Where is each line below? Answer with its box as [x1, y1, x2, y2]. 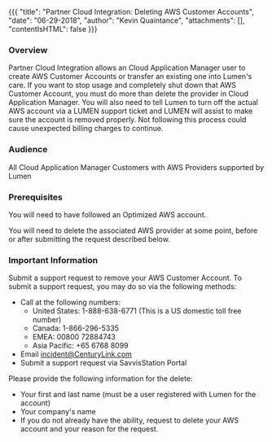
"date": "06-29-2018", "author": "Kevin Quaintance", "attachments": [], [8, 15, 245, 25]
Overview [8, 44, 48, 55]
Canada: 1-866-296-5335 [32, 323, 120, 333]
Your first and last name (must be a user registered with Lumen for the [20, 390, 257, 400]
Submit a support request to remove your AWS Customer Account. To [8, 273, 243, 283]
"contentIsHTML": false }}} [8, 24, 98, 33]
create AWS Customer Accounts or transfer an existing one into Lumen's [8, 72, 252, 81]
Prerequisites [8, 191, 63, 203]
